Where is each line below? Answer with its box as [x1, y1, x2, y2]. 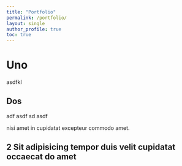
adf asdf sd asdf [6, 112, 48, 119]
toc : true [6, 32, 32, 38]
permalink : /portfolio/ [6, 15, 67, 21]
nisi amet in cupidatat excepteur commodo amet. [6, 124, 130, 132]
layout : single [6, 20, 45, 26]
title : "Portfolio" [6, 9, 56, 15]
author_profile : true [6, 26, 62, 32]
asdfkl [6, 78, 23, 86]
